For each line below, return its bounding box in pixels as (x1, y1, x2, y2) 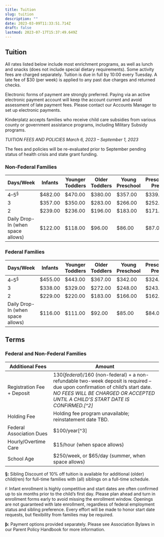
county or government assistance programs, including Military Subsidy (5, 122, 148, 128)
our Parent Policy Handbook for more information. (5, 526, 105, 532)
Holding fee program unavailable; (53, 410, 129, 417)
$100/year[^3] (53, 427, 87, 434)
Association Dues (7, 430, 48, 437)
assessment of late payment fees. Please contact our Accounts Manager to (5, 102, 157, 108)
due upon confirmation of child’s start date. (53, 384, 152, 390)
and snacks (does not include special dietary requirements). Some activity (5, 66, 155, 72)
